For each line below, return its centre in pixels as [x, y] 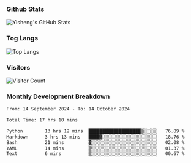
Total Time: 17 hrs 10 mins [42, 120]
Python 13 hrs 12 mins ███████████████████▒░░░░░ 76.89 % [95, 131]
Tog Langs [22, 38]
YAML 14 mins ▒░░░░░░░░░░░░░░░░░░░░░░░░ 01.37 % [95, 148]
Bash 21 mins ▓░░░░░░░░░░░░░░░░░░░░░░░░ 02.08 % [95, 142]
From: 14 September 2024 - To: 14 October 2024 [68, 109]
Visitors [18, 67]
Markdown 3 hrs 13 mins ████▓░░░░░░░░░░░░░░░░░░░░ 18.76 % [95, 137]
